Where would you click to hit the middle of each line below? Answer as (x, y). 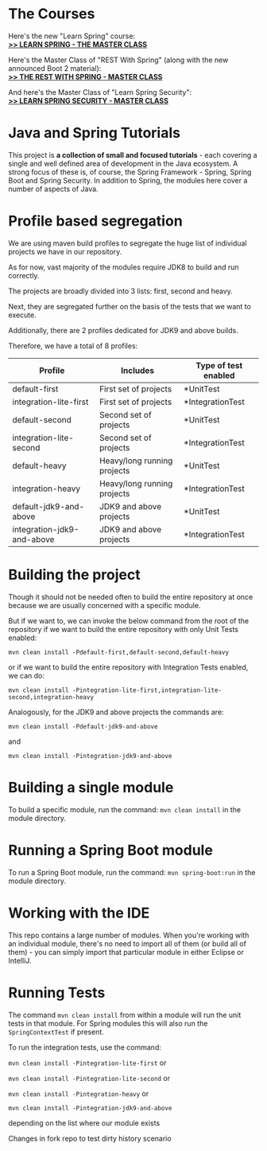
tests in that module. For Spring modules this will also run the (108, 1023)
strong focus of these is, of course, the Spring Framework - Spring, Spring (130, 171)
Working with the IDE (79, 913)
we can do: (27, 675)
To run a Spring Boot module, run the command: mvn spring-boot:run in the (132, 872)
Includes (137, 370)
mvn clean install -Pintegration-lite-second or (89, 1078)
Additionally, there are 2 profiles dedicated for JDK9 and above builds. (123, 330)
